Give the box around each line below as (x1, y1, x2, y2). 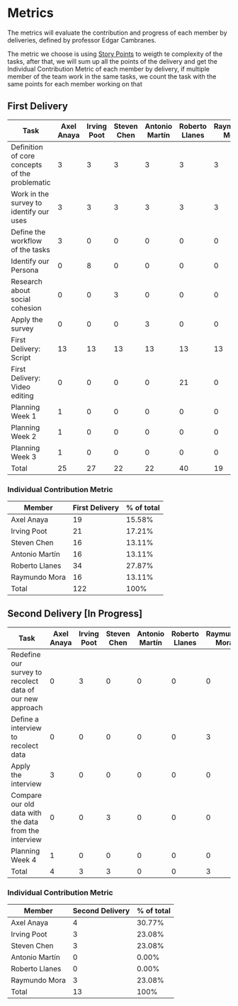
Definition (11, 142, 44, 152)
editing (11, 391, 34, 401)
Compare (11, 790, 42, 800)
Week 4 (11, 854, 37, 864)
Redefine (11, 649, 41, 659)
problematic (11, 177, 51, 187)
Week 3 (11, 452, 37, 462)
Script (11, 353, 31, 362)
